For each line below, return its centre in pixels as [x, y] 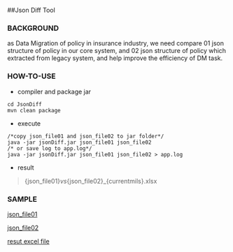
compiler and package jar [54, 91]
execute [29, 123]
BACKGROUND [33, 28]
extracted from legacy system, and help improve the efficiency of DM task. [115, 58]
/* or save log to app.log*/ [50, 148]
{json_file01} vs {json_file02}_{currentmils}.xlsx [91, 181]
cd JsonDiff [24, 104]
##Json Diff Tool [31, 10]
